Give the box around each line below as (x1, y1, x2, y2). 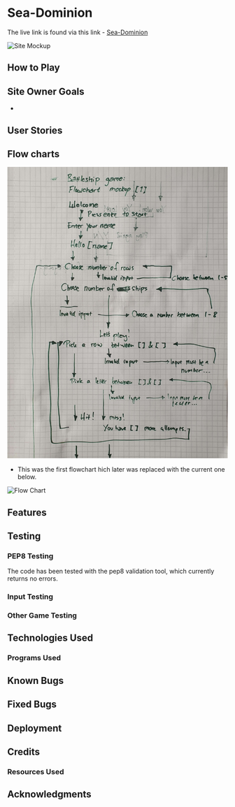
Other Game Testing (7, 611, 77, 620)
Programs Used (7, 653, 62, 663)
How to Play (7, 61, 61, 74)
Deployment (7, 722, 62, 734)
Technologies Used (7, 632, 93, 644)
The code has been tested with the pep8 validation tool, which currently (7, 567, 215, 576)
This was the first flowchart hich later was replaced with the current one (17, 465, 225, 474)
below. (17, 473, 37, 481)
